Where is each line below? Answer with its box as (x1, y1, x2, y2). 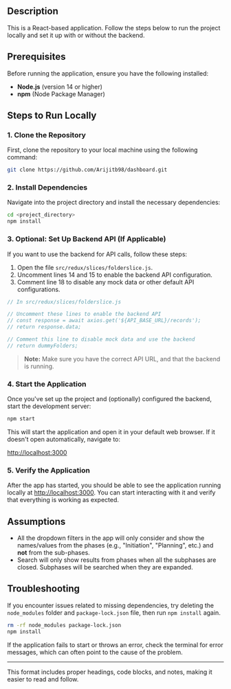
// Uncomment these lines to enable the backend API (7, 310, 162, 318)
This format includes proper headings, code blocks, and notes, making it (7, 668, 212, 676)
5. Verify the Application (7, 465, 91, 475)
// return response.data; (7, 324, 81, 330)
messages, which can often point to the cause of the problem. (7, 648, 184, 656)
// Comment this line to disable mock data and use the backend (7, 336, 195, 343)
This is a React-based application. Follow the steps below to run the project (7, 23, 221, 32)
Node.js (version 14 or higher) (16, 82, 103, 91)
